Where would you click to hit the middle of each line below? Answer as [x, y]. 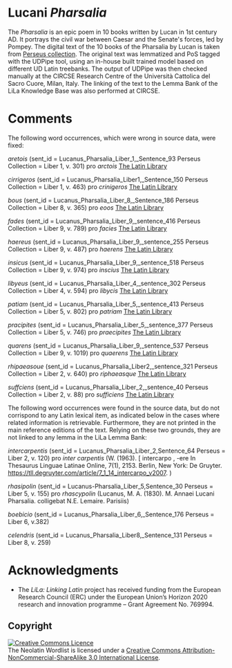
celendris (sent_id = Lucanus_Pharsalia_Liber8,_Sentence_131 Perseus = [110, 535]
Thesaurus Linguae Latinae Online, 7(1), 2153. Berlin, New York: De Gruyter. [115, 465]
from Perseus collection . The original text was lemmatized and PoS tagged [114, 54]
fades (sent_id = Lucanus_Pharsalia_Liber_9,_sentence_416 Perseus [104, 221]
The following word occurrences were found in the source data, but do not [114, 408]
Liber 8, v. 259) [29, 542]
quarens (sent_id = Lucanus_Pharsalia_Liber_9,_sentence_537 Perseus [108, 345]
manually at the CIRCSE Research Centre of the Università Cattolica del [109, 76]
